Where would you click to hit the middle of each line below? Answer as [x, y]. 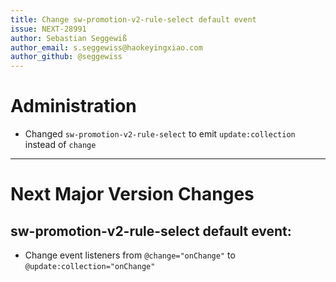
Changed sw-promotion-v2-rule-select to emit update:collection [160, 134]
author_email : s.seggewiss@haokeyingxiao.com [106, 47]
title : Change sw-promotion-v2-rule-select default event [133, 19]
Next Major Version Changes [132, 194]
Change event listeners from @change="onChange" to [130, 255]
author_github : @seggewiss [66, 57]
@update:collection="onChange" [90, 267]
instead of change [60, 145]
